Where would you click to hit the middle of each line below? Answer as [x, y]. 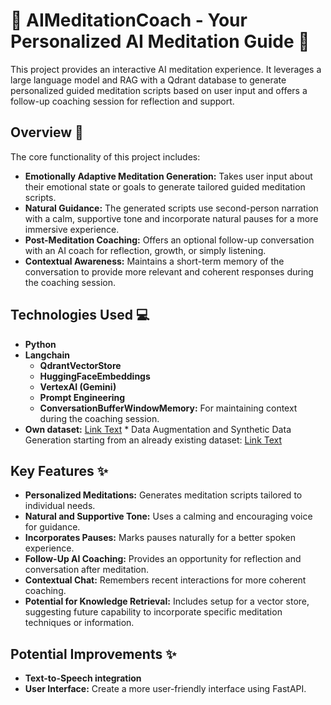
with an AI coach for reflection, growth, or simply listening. [145, 250]
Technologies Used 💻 [80, 315]
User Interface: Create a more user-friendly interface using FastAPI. [165, 689]
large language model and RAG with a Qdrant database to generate [148, 80]
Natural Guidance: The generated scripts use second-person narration [171, 208]
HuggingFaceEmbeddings [95, 376]
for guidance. [52, 527]
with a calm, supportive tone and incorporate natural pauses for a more [171, 218]
